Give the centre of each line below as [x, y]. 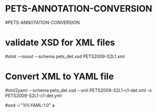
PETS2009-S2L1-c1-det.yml [33, 96]
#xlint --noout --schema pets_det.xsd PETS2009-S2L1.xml [65, 56]
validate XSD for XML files [60, 43]
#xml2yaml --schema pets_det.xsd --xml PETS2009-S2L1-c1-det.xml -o [78, 90]
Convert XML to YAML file [59, 76]
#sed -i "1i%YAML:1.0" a [30, 105]
